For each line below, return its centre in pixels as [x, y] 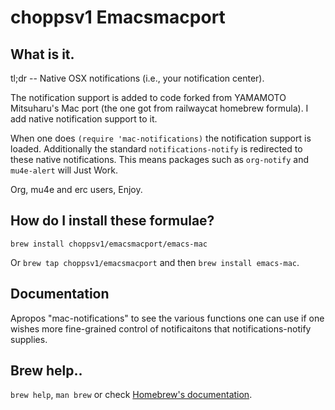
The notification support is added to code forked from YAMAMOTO [148, 97]
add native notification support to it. [84, 119]
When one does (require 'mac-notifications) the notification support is [161, 138]
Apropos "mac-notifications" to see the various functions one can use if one [167, 318]
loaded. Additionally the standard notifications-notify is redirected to [156, 149]
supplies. [29, 339]
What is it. [42, 54]
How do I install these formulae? [112, 221]
